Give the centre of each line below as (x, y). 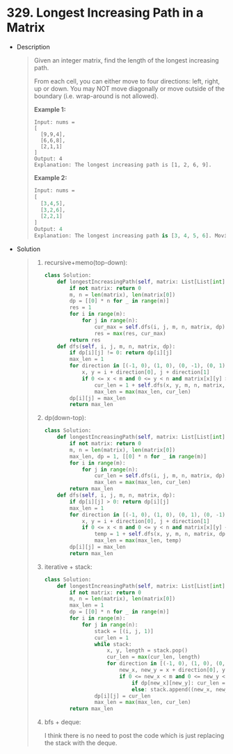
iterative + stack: (68, 567)
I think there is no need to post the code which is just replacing (134, 736)
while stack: (113, 644)
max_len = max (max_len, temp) (138, 540)
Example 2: (50, 177)
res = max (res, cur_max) (130, 333)
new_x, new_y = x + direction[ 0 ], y (172, 670)
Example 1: (50, 109)
